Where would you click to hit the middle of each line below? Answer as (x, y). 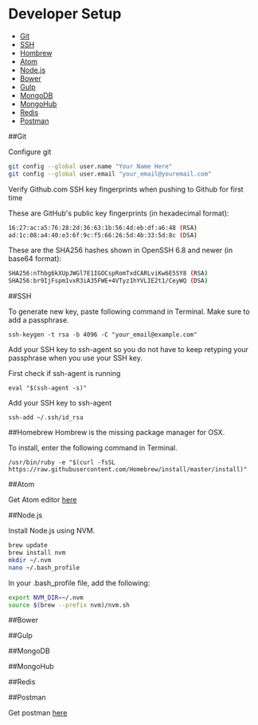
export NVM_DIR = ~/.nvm (46, 597)
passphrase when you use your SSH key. (76, 358)
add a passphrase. (39, 320)
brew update (28, 545)
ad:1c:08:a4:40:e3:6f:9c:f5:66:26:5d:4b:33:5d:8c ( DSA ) (103, 235)
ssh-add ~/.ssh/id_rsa (46, 418)
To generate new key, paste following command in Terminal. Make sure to (129, 311)
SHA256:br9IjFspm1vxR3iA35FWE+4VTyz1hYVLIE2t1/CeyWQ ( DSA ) (108, 281)
